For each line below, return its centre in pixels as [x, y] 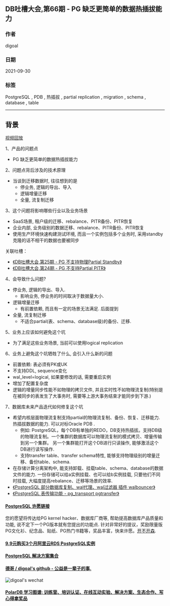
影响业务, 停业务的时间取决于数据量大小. [62, 296]
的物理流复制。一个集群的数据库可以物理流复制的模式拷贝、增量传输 [91, 436]
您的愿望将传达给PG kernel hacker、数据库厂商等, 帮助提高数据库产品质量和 [84, 518]
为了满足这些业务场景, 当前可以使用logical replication [68, 343]
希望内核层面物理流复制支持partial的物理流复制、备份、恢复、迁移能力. [86, 418]
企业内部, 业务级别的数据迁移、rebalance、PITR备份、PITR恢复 [78, 228]
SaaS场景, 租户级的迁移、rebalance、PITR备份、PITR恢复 [73, 221]
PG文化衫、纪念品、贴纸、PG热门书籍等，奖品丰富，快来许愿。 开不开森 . [81, 531]
